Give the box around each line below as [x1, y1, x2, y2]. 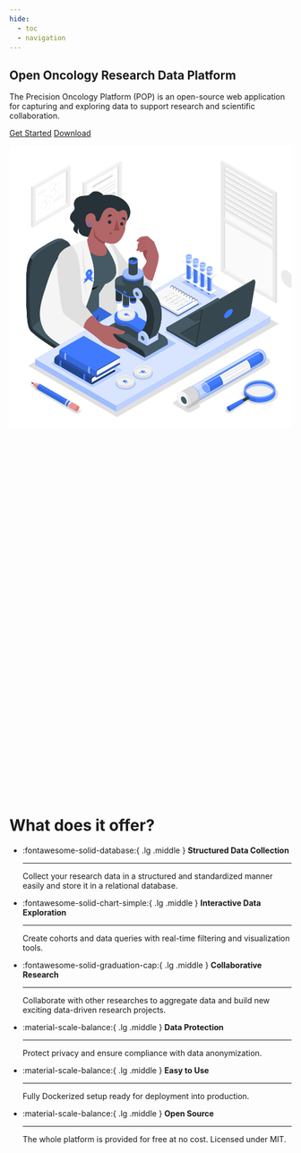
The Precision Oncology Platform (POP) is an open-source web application [9, 91, 286, 102]
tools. [21, 942, 43, 953]
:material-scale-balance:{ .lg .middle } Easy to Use [21, 1064, 210, 1075]
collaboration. [9, 110, 60, 121]
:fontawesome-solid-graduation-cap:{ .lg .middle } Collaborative [21, 959, 262, 970]
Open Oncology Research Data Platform [9, 67, 236, 82]
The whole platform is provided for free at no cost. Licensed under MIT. [21, 1133, 287, 1144]
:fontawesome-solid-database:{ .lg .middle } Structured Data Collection [21, 845, 289, 856]
